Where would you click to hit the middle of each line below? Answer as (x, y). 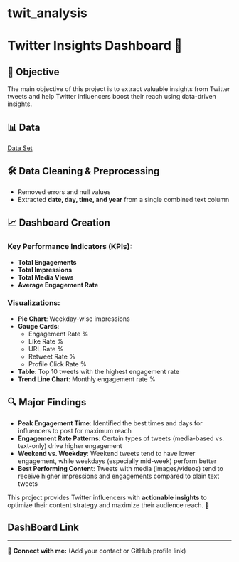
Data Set (20, 148)
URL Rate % (46, 349)
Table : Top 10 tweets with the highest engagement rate (99, 371)
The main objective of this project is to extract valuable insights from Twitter (119, 89)
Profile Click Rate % (57, 364)
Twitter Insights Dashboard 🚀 (95, 46)
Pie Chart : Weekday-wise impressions (74, 319)
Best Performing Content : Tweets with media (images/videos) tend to (121, 468)
